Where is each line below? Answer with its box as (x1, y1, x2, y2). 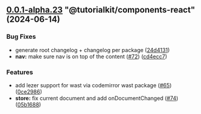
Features (6, 68, 33, 76)
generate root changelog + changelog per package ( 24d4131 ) (15, 46, 170, 53)
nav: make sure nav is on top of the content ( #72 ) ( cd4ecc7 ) (15, 53, 167, 60)
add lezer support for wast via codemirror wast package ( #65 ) (15, 81, 172, 89)
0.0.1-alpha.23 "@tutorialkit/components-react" (6, 5, 196, 15)
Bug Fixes (6, 33, 37, 41)
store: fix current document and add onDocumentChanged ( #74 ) (15, 94, 178, 102)
